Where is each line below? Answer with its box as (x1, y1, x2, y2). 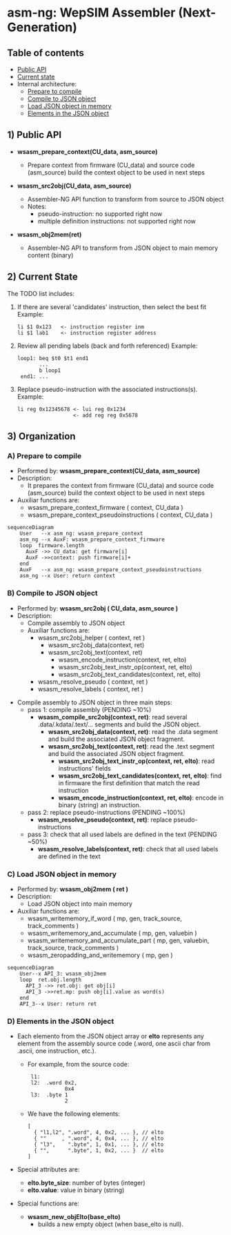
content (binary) (27, 250, 74, 259)
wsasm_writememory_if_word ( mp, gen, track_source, (27, 914, 183, 922)
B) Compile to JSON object (7, 589, 98, 598)
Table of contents (7, 47, 84, 59)
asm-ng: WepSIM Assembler (7, 5, 176, 21)
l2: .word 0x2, (30, 1080, 78, 1087)
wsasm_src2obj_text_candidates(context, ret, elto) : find (58, 771, 222, 780)
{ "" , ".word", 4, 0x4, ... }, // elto (33, 1135, 164, 1143)
